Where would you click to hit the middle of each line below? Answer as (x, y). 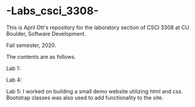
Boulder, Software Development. (46, 33)
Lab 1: (13, 68)
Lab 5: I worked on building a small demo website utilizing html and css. (95, 91)
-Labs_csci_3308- (52, 11)
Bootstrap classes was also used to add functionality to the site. (85, 97)
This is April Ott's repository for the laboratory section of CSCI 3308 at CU (98, 27)
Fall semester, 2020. (31, 45)
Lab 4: (14, 80)
